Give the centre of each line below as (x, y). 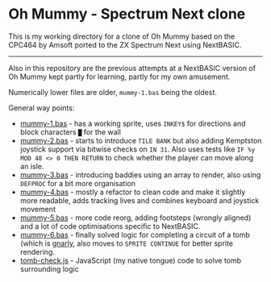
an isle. (32, 166)
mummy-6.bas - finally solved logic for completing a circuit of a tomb (135, 234)
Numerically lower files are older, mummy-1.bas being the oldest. (113, 92)
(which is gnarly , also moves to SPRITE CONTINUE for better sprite (127, 243)
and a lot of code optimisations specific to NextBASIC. (110, 226)
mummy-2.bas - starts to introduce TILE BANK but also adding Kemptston (141, 140)
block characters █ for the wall (70, 132)
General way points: (42, 108)
